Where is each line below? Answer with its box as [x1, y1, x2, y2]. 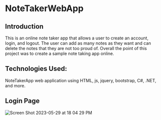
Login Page [5, 97, 40, 105]
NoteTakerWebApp [5, 3, 84, 14]
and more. [5, 83, 26, 88]
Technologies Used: [5, 65, 67, 73]
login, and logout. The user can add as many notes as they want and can [5, 40, 151, 46]
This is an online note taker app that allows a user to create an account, [5, 35, 149, 41]
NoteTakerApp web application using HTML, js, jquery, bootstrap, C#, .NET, [5, 77, 157, 83]
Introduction [5, 22, 44, 31]
